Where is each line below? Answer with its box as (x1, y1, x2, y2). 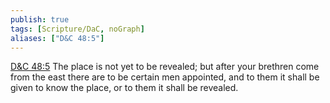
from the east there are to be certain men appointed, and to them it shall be (10, 71, 320, 83)
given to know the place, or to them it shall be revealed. (10, 82, 239, 94)
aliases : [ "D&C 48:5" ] (10, 33, 105, 43)
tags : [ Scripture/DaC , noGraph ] (10, 24, 145, 34)
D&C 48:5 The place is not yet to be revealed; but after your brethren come (10, 61, 320, 73)
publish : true (10, 14, 70, 25)
